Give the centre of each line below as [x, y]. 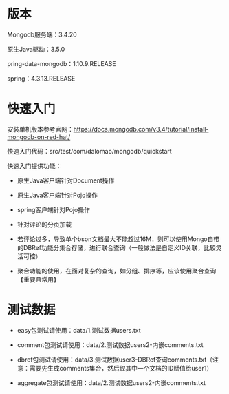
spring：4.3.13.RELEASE [41, 78]
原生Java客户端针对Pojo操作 [57, 195]
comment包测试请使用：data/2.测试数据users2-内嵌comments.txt [110, 344]
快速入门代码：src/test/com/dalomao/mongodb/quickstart [89, 151]
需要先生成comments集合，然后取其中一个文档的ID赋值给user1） [121, 368]
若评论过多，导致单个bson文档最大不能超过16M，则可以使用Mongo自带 [118, 239]
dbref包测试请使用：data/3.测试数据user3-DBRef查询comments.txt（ [115, 360]
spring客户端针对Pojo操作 [54, 209]
